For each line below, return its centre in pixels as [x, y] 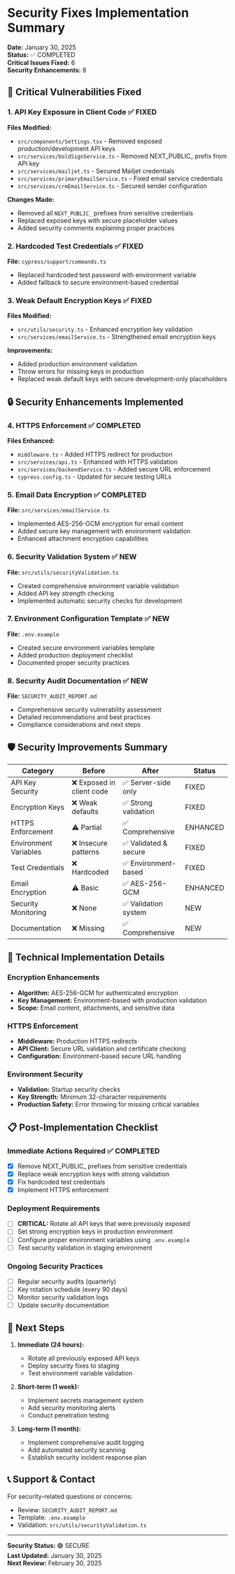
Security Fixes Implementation [98, 13]
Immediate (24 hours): [51, 1345]
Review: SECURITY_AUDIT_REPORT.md [67, 1509]
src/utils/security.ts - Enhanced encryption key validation [105, 329]
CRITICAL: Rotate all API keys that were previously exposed [104, 1224]
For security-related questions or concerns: [70, 1496]
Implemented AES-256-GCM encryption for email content [100, 523]
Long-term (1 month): [49, 1429]
